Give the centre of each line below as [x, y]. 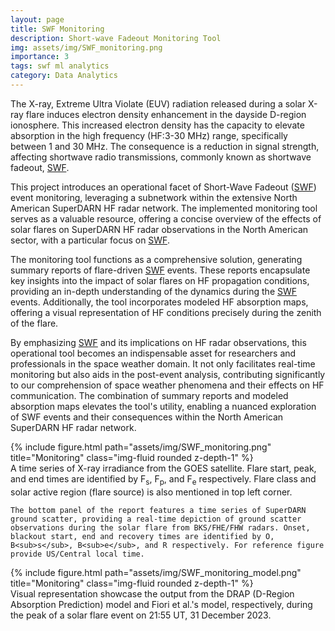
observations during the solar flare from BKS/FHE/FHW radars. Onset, [160, 527]
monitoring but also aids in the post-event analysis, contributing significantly [168, 374]
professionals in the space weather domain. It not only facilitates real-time [163, 363]
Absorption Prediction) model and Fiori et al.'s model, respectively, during [161, 604]
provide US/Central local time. [77, 554]
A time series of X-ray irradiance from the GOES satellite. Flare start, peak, [163, 468]
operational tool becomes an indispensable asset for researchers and [153, 353]
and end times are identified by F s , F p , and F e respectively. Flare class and [163, 479]
